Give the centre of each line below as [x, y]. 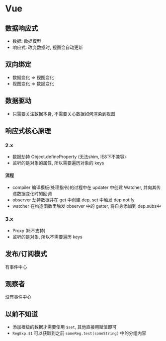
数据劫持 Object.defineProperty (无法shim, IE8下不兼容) [69, 157]
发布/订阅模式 [26, 254]
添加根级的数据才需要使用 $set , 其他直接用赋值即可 [64, 327]
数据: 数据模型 [27, 41]
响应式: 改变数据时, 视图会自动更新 [47, 47]
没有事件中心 [18, 297]
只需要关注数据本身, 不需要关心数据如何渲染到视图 [64, 114]
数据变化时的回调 [34, 193]
